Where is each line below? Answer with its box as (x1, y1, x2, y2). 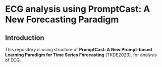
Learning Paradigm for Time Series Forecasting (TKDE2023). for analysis (5, 52, 157, 58)
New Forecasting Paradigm (5, 14, 119, 25)
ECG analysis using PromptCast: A (5, 3, 150, 15)
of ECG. (5, 57, 21, 63)
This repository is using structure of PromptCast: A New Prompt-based (5, 47, 152, 52)
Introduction (5, 33, 45, 42)
